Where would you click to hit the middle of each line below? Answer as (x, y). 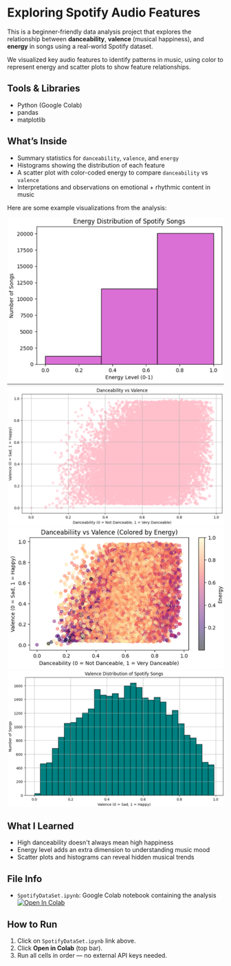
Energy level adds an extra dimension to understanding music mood (113, 850)
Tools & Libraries (44, 88)
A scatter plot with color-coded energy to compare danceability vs (112, 172)
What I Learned (41, 826)
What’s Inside (37, 141)
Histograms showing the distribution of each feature (91, 165)
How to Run (32, 924)
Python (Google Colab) (49, 105)
